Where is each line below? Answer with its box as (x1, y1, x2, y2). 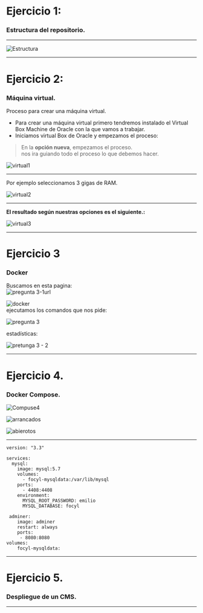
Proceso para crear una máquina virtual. (6, 107, 106, 114)
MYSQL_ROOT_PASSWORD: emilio (22, 498, 96, 504)
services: (6, 455, 31, 461)
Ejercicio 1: (6, 4, 62, 18)
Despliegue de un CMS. (6, 592, 77, 601)
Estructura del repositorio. (6, 26, 86, 34)
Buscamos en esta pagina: (6, 282, 72, 290)
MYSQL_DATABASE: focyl (22, 503, 80, 509)
